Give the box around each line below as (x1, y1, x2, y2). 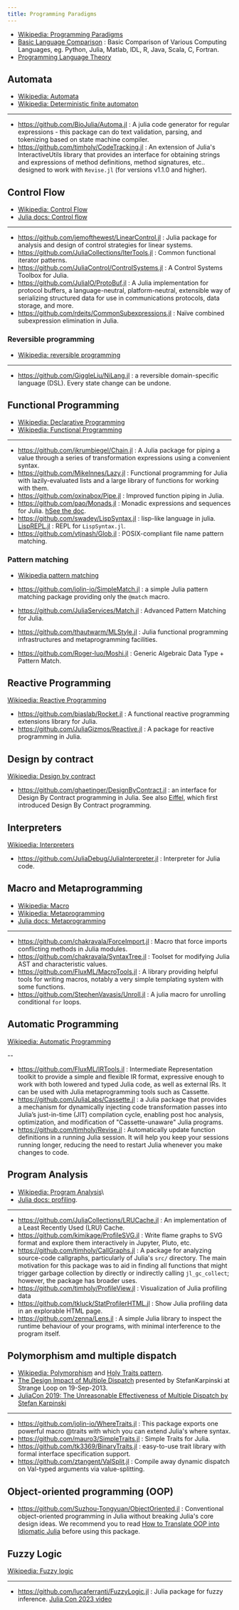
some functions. (17, 982, 65, 991)
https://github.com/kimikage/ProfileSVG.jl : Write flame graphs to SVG (17, 1230, 223, 1240)
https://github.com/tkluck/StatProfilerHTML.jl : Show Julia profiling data (17, 1299, 228, 1307)
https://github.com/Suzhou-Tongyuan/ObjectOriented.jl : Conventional (17, 1505, 224, 1513)
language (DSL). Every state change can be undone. (17, 378, 171, 387)
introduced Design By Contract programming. (17, 801, 152, 809)
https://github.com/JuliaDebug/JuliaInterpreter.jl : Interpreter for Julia (17, 854, 221, 863)
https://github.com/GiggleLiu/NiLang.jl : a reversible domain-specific (17, 371, 219, 380)
